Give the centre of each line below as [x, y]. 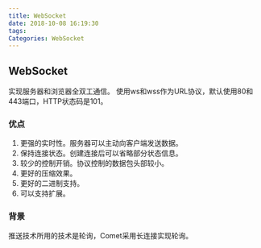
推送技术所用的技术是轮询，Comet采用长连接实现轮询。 [101, 235]
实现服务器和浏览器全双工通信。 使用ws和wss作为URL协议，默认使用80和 [131, 91]
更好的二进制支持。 [52, 184]
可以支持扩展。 [45, 193]
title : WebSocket [37, 16]
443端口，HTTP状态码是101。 [58, 101]
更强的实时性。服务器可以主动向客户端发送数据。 [101, 143]
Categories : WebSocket [46, 38]
